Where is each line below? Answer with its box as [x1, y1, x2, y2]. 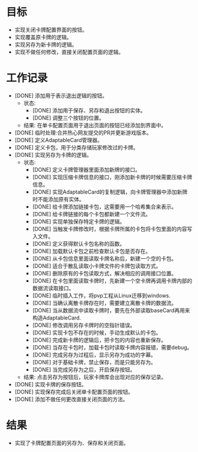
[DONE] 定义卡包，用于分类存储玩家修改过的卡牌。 [14, 143, 139, 151]
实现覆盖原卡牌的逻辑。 [14, 33, 72, 40]
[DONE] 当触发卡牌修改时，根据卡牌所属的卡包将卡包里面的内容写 [32, 225, 193, 232]
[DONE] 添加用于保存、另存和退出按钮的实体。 [32, 107, 146, 114]
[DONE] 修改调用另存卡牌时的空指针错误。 [32, 321, 136, 329]
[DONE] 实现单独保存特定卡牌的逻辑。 [32, 217, 125, 225]
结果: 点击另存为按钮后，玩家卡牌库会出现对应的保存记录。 [23, 373, 167, 380]
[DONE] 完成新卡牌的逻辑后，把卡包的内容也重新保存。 [32, 336, 167, 344]
